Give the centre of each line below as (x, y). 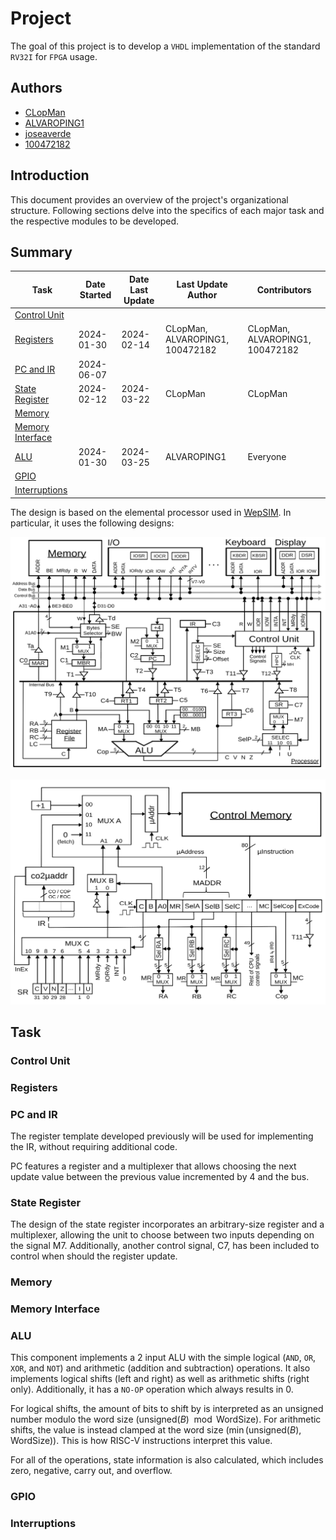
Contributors (284, 289)
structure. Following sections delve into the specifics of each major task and (167, 210)
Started (95, 295)
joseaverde (48, 133)
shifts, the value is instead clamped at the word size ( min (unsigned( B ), (156, 1430)
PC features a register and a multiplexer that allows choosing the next (153, 1166)
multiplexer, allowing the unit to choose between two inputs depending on (162, 1235)
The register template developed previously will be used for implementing (162, 1136)
